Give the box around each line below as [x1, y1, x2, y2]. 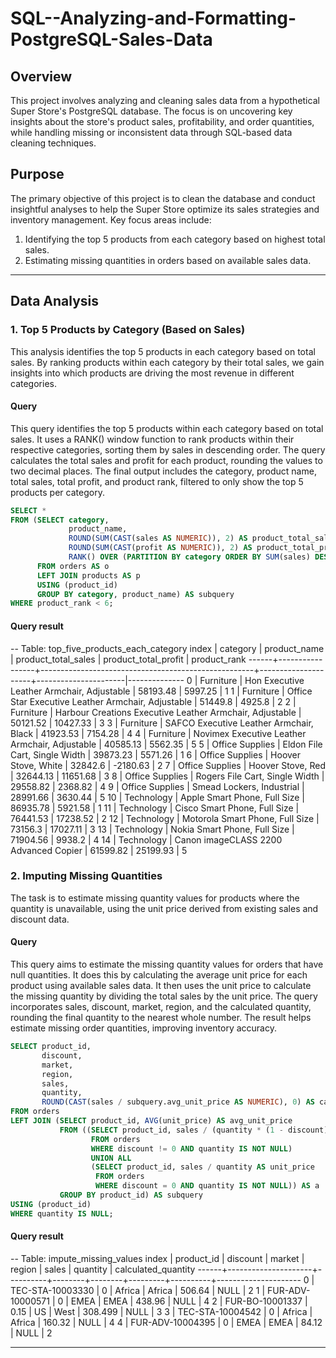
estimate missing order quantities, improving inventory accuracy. [10, 1022, 277, 1034]
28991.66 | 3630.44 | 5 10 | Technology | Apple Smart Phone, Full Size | [10, 791, 305, 803]
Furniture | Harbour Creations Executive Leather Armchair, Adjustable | [10, 706, 302, 718]
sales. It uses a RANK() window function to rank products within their [10, 433, 295, 445]
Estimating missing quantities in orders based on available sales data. [24, 254, 312, 266]
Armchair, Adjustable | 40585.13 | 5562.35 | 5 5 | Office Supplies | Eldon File [10, 738, 323, 750]
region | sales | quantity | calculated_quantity [10, 1263, 196, 1275]
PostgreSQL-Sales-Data [10, 28, 213, 51]
